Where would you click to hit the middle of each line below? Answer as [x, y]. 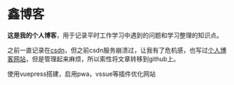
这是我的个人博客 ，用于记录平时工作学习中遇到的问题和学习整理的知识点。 [115, 35]
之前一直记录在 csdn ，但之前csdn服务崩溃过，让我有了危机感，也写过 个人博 [117, 50]
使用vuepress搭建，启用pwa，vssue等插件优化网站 [82, 74]
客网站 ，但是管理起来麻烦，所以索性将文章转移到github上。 [93, 59]
